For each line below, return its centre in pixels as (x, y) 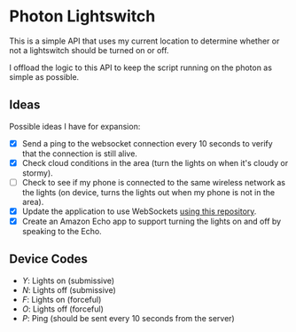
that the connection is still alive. (79, 154)
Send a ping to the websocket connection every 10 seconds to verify (147, 143)
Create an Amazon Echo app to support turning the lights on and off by (152, 221)
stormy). (37, 173)
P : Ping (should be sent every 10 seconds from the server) (128, 318)
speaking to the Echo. (62, 232)
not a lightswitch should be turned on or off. (89, 50)
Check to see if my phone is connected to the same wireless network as (154, 182)
